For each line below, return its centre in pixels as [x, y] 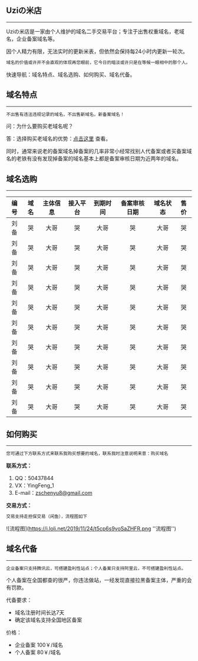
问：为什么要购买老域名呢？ [40, 126]
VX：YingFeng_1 [34, 485]
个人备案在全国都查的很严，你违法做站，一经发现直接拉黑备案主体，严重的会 [99, 580]
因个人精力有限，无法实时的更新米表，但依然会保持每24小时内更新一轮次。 [97, 51]
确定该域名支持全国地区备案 [48, 620]
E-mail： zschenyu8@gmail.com [53, 493]
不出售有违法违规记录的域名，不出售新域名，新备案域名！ [65, 114]
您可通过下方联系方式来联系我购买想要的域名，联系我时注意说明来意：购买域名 [87, 454]
